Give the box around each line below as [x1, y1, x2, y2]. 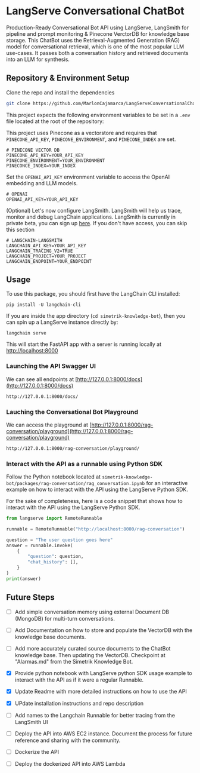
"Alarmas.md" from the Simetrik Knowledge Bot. [14, 658, 133, 665]
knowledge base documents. [14, 633, 86, 640]
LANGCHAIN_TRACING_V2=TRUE [6, 248, 73, 254]
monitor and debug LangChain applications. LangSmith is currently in [6, 213, 176, 220]
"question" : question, [27, 554, 84, 560]
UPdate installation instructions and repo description [14, 700, 144, 707]
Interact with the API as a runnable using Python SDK [6, 459, 162, 468]
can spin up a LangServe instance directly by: [6, 318, 118, 326]
